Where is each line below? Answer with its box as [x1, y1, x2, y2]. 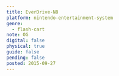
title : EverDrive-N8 [6, 9, 59, 15]
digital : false [6, 37, 45, 44]
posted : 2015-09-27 [6, 60, 56, 66]
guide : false [6, 49, 40, 55]
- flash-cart [12, 26, 45, 32]
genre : [6, 20, 23, 26]
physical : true [6, 44, 45, 50]
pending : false [6, 55, 45, 61]
